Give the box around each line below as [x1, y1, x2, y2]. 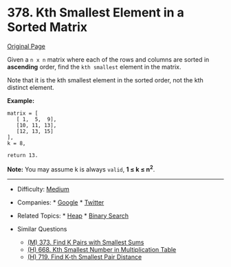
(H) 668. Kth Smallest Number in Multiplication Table [27, 245, 177, 253]
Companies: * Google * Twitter [16, 198, 104, 207]
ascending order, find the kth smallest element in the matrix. [7, 62, 181, 71]
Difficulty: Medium [16, 185, 70, 193]
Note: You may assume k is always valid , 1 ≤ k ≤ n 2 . [7, 163, 155, 173]
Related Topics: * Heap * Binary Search [16, 211, 129, 220]
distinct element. [7, 83, 55, 91]
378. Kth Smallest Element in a [7, 5, 184, 21]
